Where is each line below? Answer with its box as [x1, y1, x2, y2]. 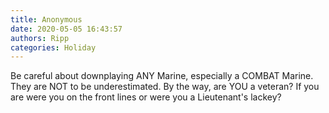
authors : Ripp [10, 33, 70, 43]
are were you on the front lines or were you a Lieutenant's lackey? [10, 91, 282, 103]
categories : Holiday [10, 42, 97, 53]
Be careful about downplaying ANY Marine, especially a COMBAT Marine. [10, 70, 314, 82]
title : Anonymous [10, 14, 83, 25]
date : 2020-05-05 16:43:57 [10, 24, 123, 34]
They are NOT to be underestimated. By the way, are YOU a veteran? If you [10, 81, 320, 93]
